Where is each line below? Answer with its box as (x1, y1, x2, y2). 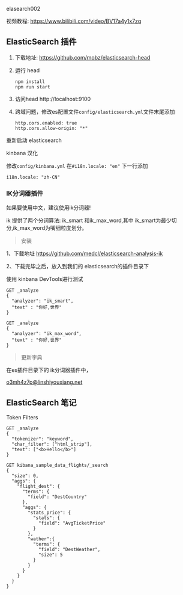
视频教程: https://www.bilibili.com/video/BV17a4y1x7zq (6, 17, 142, 25)
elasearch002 (6, 5, 41, 12)
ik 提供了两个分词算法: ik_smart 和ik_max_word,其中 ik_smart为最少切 (6, 217, 177, 224)
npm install (14, 78, 45, 85)
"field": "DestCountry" (28, 493, 87, 500)
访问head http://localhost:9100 (14, 95, 91, 102)
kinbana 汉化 (6, 149, 38, 156)
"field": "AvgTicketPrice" (38, 520, 106, 526)
